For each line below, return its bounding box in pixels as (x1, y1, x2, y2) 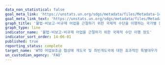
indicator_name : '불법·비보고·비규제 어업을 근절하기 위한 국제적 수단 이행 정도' (5, 30, 152, 35)
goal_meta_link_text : (5, 16, 50, 21)
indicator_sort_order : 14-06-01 (5, 35, 71, 40)
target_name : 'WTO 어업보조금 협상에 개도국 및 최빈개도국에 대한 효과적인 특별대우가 (5, 48, 158, 53)
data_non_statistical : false (5, 7, 65, 12)
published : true (5, 39, 38, 44)
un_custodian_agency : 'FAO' (5, 52, 63, 58)
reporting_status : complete (5, 43, 63, 48)
